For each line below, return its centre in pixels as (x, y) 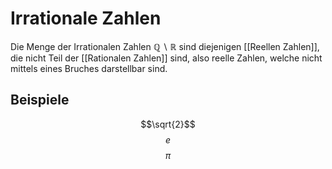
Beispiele (40, 100)
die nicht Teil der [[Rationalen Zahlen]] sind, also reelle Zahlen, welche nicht (166, 58)
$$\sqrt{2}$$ (168, 124)
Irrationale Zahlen (86, 18)
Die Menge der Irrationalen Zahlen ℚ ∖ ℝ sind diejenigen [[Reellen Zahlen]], (165, 46)
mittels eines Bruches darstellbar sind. (89, 68)
